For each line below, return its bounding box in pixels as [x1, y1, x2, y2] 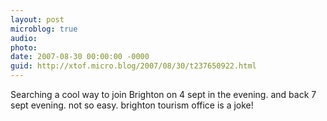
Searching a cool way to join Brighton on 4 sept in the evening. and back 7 [10, 89, 317, 100]
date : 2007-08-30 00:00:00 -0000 [10, 52, 150, 62]
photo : [10, 42, 38, 53]
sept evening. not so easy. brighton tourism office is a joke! [10, 99, 254, 111]
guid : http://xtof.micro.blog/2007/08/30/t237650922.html [10, 61, 257, 71]
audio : [10, 33, 38, 43]
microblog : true [10, 24, 78, 34]
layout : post [10, 14, 65, 25]
